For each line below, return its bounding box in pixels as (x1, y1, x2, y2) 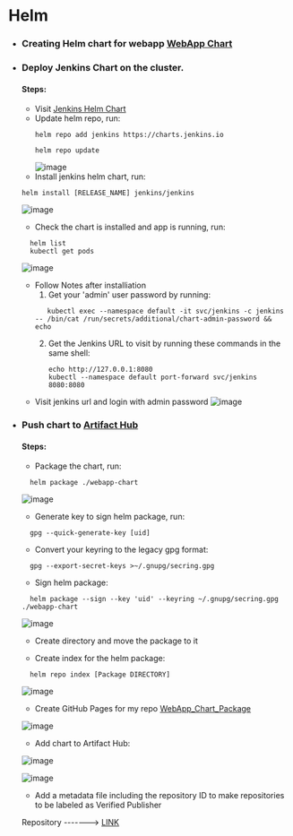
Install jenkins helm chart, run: (34, 171, 146, 182)
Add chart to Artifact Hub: (34, 738, 131, 749)
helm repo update (34, 146, 100, 155)
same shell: (47, 348, 90, 358)
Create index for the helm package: (34, 653, 166, 664)
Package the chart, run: (34, 461, 122, 471)
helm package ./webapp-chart (30, 478, 139, 487)
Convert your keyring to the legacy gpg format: (34, 544, 209, 556)
